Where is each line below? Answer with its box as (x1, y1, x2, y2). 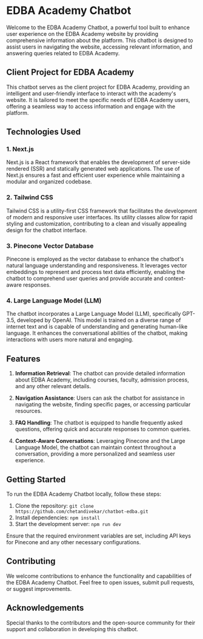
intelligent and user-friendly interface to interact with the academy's (6, 89, 176, 97)
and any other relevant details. (15, 383, 92, 390)
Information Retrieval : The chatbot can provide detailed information (15, 370, 186, 377)
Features (6, 354, 41, 364)
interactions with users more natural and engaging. (6, 336, 134, 343)
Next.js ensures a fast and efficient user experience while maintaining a (6, 171, 185, 179)
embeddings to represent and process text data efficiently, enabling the (6, 268, 185, 276)
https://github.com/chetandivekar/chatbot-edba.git (15, 508, 148, 514)
